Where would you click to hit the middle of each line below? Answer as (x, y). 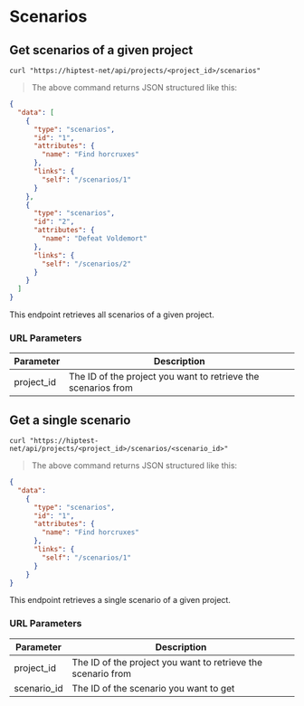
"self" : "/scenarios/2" (86, 264)
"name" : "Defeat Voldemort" (95, 239)
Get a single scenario (70, 420)
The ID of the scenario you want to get (153, 688)
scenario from (102, 673)
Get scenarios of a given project (101, 50)
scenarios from (100, 388)
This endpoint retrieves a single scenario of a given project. (120, 600)
